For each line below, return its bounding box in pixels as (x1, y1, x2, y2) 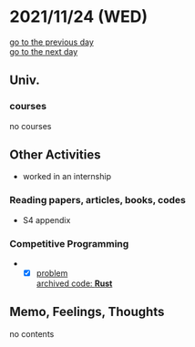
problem (36, 268, 68, 279)
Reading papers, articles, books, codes (9, 194, 187, 207)
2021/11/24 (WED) (9, 6, 149, 27)
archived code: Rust (36, 278, 113, 289)
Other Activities (9, 148, 101, 163)
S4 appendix (22, 214, 71, 225)
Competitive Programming (9, 237, 129, 250)
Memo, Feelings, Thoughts (9, 304, 165, 320)
